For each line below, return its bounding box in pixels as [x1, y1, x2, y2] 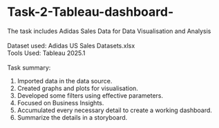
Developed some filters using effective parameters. [17, 91, 164, 100]
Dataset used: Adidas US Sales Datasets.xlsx [7, 41, 135, 50]
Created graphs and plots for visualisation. [17, 84, 138, 92]
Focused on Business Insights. [17, 98, 104, 107]
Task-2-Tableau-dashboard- [7, 4, 174, 20]
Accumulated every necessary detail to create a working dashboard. [17, 106, 213, 114]
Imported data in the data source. [17, 76, 113, 85]
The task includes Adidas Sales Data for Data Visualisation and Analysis [7, 27, 211, 35]
